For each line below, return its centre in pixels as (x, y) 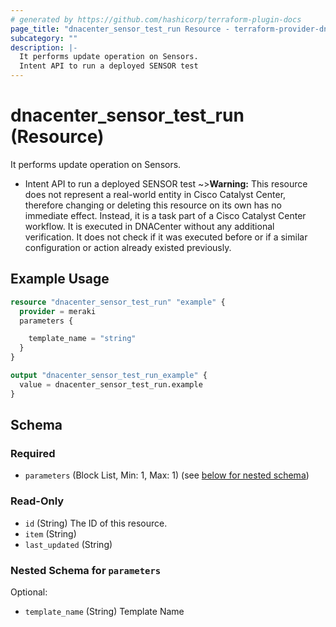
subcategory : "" (44, 38)
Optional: (29, 592)
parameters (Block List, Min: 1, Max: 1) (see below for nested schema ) (167, 475)
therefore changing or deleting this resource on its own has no (153, 205)
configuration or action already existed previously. (128, 247)
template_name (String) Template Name (104, 611)
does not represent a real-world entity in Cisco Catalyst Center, (155, 194)
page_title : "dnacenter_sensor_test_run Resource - (120, 29)
